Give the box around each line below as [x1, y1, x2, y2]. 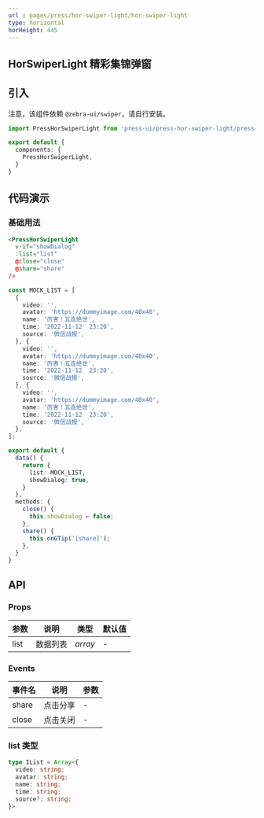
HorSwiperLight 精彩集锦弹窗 [8, 57, 152, 71]
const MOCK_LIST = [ [8, 286, 76, 294]
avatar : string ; [15, 773, 68, 781]
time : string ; [15, 787, 61, 795]
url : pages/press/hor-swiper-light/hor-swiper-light [8, 11, 189, 20]
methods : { [15, 498, 51, 506]
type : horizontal [8, 19, 65, 27]
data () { [15, 454, 44, 462]
